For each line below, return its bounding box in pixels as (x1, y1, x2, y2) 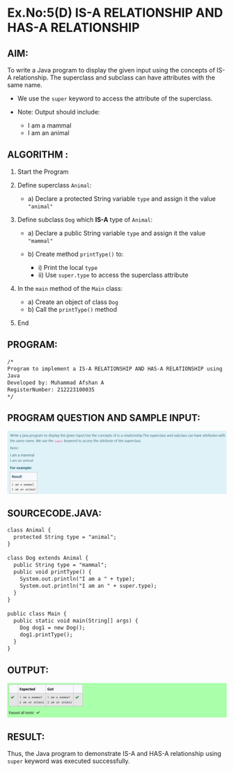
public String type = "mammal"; (13, 561, 108, 569)
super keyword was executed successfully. (7, 757, 130, 765)
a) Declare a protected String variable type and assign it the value (27, 194, 216, 203)
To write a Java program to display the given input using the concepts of (7, 66, 216, 74)
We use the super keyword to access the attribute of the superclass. (17, 94, 213, 103)
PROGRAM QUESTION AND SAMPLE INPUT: (7, 412, 201, 424)
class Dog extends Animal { (7, 554, 89, 562)
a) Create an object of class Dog (27, 298, 118, 306)
